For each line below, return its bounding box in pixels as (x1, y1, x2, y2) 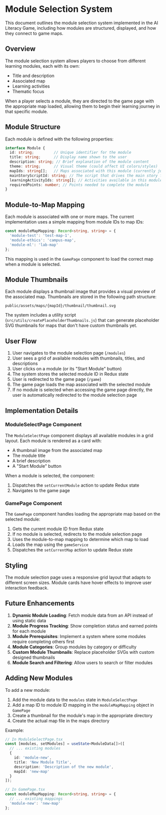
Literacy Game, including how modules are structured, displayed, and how (5, 25, 157, 31)
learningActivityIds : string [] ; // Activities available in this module (9, 178, 163, 182)
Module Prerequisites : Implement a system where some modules (12, 633, 146, 639)
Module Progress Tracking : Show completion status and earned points (12, 623, 158, 629)
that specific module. (5, 108, 48, 114)
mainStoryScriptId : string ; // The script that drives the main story (9, 173, 158, 178)
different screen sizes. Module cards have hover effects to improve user (5, 580, 152, 586)
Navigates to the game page (12, 487, 70, 493)
